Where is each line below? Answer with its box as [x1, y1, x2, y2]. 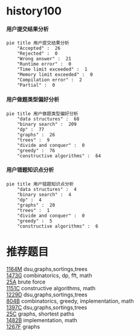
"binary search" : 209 [17, 121, 77, 127]
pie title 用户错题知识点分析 [6, 181, 74, 187]
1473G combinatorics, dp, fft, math [6, 272, 92, 279]
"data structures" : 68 [17, 116, 80, 122]
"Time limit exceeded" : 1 [17, 66, 87, 73]
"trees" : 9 [17, 137, 50, 143]
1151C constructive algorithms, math [6, 284, 95, 291]
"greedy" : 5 [17, 218, 52, 224]
